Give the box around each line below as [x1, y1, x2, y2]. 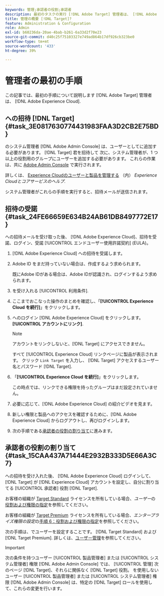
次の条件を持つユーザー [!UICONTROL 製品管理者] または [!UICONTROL [5, 555, 149, 561]
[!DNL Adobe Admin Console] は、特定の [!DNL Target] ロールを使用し [10, 579, 153, 585]
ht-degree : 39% [5, 48, 36, 53]
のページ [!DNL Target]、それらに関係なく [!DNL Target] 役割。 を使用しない [5, 567, 159, 573]
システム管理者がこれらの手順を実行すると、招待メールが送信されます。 [5, 189, 150, 195]
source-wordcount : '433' [5, 44, 56, 49]
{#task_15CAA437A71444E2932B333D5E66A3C [5, 452, 157, 460]
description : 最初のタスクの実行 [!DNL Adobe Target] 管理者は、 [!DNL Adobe [5, 12, 157, 17]
